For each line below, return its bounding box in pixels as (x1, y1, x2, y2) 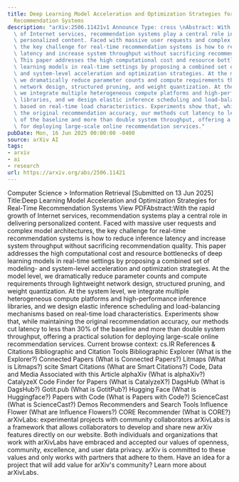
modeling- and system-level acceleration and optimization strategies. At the (7, 264, 230, 272)
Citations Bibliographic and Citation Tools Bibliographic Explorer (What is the (7, 347, 232, 355)
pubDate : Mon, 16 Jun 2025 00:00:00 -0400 (7, 129, 135, 136)
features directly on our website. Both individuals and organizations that (7, 430, 218, 439)
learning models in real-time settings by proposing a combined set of (7, 257, 210, 265)
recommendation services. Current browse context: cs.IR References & (7, 339, 216, 348)
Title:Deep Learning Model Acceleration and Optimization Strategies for (7, 196, 217, 205)
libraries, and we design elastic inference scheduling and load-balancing (7, 301, 221, 310)
